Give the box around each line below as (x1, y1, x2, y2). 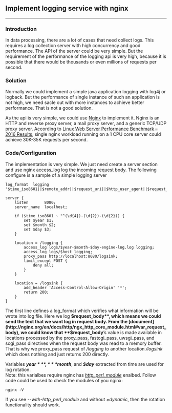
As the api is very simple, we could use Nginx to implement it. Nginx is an (5, 115, 160, 121)
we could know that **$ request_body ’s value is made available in (20, 329, 162, 335)
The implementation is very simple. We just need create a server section (5, 161, 158, 167)
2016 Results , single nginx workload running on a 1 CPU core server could (5, 131, 161, 137)
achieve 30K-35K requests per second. (5, 137, 88, 143)
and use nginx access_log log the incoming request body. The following (5, 167, 157, 173)
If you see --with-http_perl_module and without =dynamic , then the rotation (5, 396, 165, 402)
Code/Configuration (5, 150, 57, 157)
